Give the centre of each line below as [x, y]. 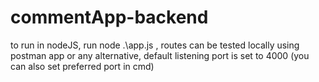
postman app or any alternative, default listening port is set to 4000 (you [160, 55]
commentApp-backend [109, 17]
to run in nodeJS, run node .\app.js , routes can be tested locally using [155, 45]
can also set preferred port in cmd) [82, 66]
